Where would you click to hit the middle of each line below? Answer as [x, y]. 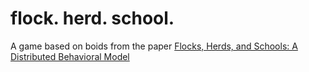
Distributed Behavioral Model [70, 56]
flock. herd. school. [92, 18]
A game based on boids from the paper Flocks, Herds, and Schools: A [154, 46]
